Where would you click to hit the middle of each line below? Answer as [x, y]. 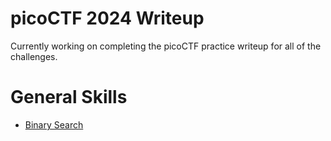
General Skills [69, 97]
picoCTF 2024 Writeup [107, 18]
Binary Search [54, 124]
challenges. [34, 56]
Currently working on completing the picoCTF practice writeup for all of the [166, 46]
